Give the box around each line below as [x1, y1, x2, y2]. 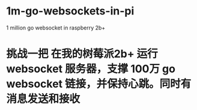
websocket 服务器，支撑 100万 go [6, 62, 176, 76]
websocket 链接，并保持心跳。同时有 [6, 77, 192, 91]
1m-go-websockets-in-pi [6, 4, 135, 18]
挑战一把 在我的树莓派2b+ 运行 [6, 47, 158, 61]
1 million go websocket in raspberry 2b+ [6, 24, 106, 31]
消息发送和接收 [6, 92, 80, 106]
